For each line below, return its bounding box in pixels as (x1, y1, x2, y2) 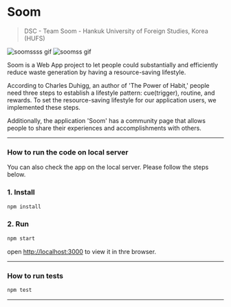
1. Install (7, 187, 36, 197)
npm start (7, 235, 36, 242)
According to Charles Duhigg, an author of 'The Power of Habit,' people (7, 81, 210, 89)
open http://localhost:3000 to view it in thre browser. (7, 247, 157, 255)
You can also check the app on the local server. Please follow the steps (7, 163, 209, 172)
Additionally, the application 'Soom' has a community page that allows (7, 116, 206, 124)
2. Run (7, 219, 30, 229)
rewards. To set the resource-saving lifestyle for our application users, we (7, 95, 217, 104)
